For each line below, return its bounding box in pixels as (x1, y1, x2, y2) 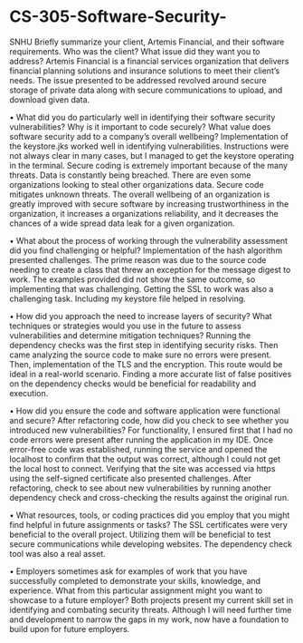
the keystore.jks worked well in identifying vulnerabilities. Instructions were (9, 141, 289, 151)
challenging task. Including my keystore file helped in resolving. (9, 293, 246, 304)
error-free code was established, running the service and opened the (9, 443, 268, 454)
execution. (9, 387, 49, 398)
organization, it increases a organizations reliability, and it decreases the (9, 208, 279, 219)
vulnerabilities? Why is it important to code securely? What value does (9, 121, 271, 132)
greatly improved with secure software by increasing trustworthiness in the (9, 198, 289, 209)
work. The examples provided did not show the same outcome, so (9, 274, 256, 285)
